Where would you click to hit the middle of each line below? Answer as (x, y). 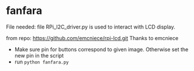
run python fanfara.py (41, 62)
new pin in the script (39, 55)
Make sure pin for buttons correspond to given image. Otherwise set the (101, 49)
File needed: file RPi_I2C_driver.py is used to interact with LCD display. (91, 27)
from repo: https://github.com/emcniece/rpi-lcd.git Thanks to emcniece (92, 38)
